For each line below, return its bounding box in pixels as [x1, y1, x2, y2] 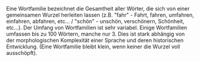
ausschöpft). [6, 49, 38, 56]
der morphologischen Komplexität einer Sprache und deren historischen [6, 37, 184, 44]
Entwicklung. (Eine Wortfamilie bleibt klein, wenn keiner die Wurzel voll [6, 43, 180, 50]
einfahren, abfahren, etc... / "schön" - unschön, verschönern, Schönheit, [6, 18, 185, 24]
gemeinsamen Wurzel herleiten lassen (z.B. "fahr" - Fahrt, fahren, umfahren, [6, 11, 194, 18]
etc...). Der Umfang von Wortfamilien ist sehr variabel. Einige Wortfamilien [6, 24, 187, 31]
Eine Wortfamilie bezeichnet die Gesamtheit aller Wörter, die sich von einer [6, 5, 190, 12]
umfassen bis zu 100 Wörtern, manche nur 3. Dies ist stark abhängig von [6, 30, 185, 38]
